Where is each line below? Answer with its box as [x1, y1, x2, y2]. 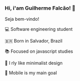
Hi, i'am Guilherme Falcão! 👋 [5, 5, 76, 12]
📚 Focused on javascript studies [5, 48, 73, 55]
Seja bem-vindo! [5, 16, 39, 22]
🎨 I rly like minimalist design [5, 60, 63, 66]
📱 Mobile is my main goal [5, 70, 57, 76]
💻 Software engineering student [5, 26, 73, 32]
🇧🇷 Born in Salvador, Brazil [5, 38, 63, 44]
